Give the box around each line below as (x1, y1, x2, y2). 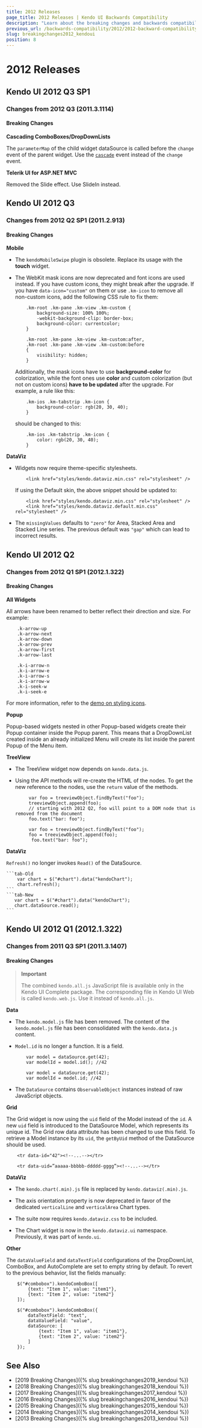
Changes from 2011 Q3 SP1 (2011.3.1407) (6, 942, 127, 951)
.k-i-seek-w (17, 684, 47, 690)
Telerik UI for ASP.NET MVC (6, 169, 77, 176)
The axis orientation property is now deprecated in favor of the (14, 1197, 171, 1204)
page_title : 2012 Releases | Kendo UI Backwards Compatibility (6, 14, 168, 20)
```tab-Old (6, 871, 34, 877)
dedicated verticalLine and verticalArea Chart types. (14, 1204, 151, 1211)
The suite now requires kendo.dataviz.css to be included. (14, 1215, 158, 1222)
